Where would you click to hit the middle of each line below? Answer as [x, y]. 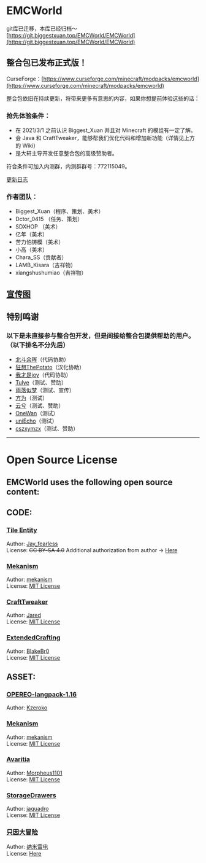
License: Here [24, 854]
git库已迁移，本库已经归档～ [42, 28]
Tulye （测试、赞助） [41, 383]
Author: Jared [24, 615]
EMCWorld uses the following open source [90, 482]
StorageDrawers [31, 795]
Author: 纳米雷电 [27, 847]
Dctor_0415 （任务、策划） [49, 219]
